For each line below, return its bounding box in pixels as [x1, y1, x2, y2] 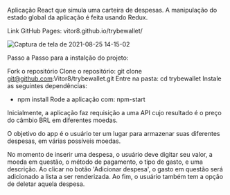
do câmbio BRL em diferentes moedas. [7, 116, 118, 124]
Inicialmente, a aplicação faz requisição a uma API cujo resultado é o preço [7, 109, 222, 117]
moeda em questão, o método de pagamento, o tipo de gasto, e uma [7, 158, 203, 166]
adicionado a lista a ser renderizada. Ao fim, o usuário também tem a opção [7, 173, 224, 180]
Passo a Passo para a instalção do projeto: [7, 53, 129, 62]
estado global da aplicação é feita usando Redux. [7, 13, 148, 22]
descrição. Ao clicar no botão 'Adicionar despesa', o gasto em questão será [7, 165, 223, 173]
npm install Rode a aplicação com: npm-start [17, 95, 145, 103]
